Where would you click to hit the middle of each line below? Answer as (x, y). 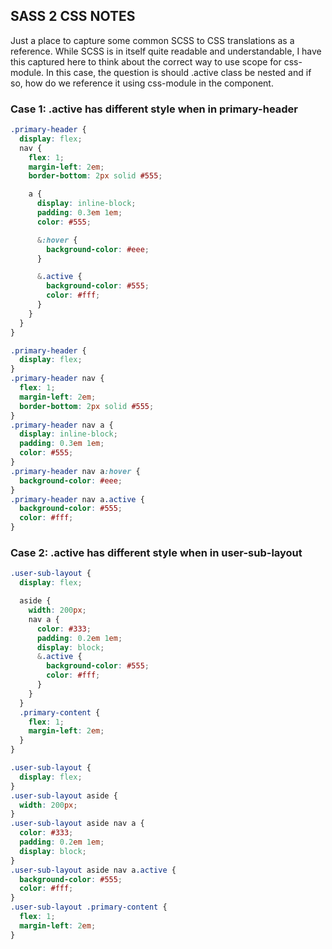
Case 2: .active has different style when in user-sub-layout (156, 553)
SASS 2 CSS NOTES (73, 16)
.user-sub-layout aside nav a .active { (93, 870)
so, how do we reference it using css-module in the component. (142, 83)
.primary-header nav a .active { (77, 499)
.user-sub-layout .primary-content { (89, 907)
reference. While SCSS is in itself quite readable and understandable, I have (166, 51)
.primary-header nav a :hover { (75, 471)
